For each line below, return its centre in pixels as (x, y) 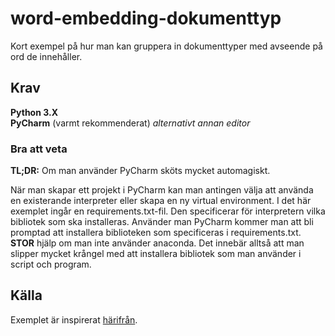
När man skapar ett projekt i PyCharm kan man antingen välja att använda (162, 190)
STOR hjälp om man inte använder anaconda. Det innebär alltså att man (157, 243)
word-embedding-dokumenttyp (146, 18)
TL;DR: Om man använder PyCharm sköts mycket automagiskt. (140, 171)
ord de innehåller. (46, 56)
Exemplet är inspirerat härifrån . (74, 319)
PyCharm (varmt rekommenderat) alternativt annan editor (130, 123)
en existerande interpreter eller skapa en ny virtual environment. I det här (161, 201)
